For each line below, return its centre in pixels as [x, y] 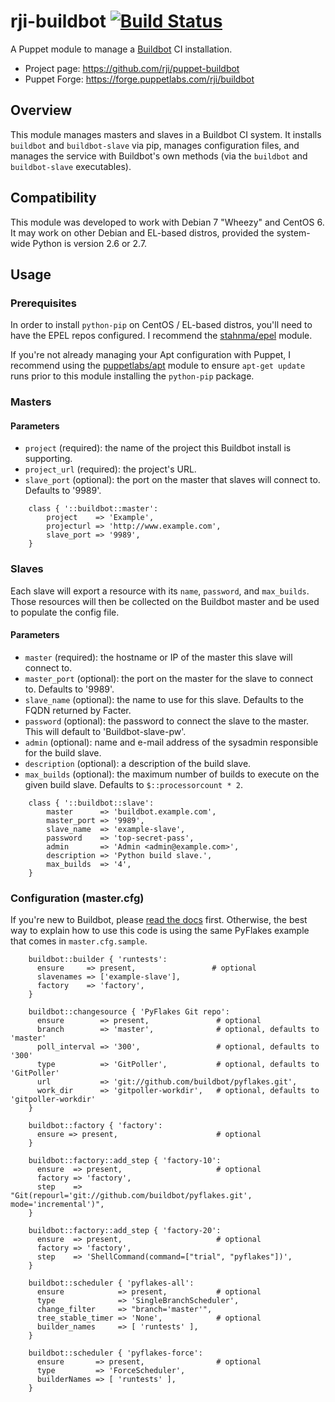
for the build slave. [63, 752]
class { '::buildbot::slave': [91, 803]
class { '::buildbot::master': [93, 509]
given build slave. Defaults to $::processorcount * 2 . [133, 784]
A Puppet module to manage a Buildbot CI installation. [121, 49]
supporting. [48, 459]
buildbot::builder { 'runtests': [98, 960]
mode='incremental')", [57, 1205]
